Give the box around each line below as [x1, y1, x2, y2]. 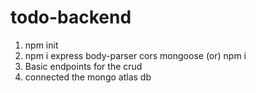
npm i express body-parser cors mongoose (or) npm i [24, 49, 247, 61]
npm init [24, 39, 59, 51]
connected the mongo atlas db [24, 71, 152, 83]
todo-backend [10, 6, 132, 29]
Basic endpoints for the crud [24, 60, 143, 72]
